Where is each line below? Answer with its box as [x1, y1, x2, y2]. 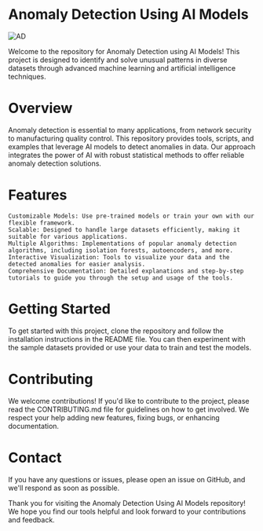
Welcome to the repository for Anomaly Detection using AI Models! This [8, 46, 240, 56]
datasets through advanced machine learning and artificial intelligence [8, 63, 236, 72]
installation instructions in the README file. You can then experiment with [8, 334, 246, 343]
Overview [8, 100, 73, 117]
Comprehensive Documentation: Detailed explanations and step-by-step [8, 267, 244, 275]
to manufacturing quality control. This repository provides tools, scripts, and [8, 134, 254, 143]
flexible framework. [8, 218, 76, 227]
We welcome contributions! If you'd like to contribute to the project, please [8, 396, 250, 405]
